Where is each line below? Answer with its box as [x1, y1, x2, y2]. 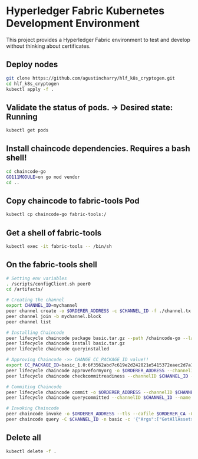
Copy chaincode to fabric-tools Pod [6, 196, 140, 206]
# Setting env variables [6, 276, 67, 281]
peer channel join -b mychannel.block [6, 313, 101, 319]
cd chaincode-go [6, 168, 46, 175]
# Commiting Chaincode [6, 383, 62, 390]
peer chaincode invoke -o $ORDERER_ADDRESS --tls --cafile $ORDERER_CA [6, 411, 186, 417]
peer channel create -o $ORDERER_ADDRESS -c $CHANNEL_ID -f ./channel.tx [6, 308, 192, 314]
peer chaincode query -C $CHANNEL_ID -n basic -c [6, 417, 131, 422]
